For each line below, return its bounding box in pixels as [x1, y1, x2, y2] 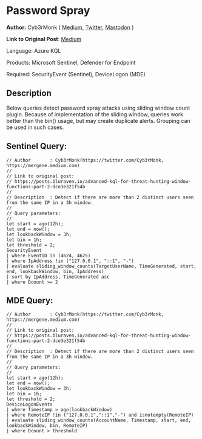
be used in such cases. [6, 124, 64, 131]
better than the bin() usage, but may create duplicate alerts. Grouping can [6, 117, 191, 124]
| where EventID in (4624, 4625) [6, 253, 91, 259]
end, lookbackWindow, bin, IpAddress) [6, 268, 104, 274]
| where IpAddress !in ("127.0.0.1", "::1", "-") [6, 258, 135, 264]
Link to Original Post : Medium [6, 35, 82, 42]
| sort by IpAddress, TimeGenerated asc [6, 274, 110, 280]
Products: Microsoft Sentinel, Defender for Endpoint [6, 59, 136, 66]
